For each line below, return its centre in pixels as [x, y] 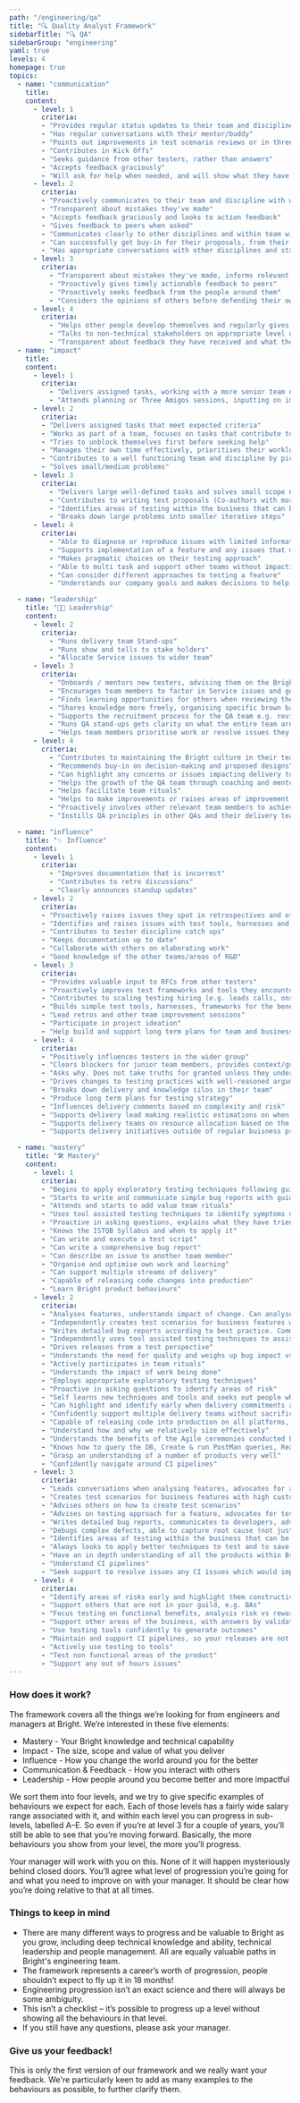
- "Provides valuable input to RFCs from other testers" [149, 982]
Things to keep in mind [59, 1913]
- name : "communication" [63, 84]
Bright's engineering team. [71, 1961]
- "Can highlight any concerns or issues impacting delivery [165, 774]
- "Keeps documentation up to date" [109, 941]
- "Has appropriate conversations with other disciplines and [159, 251]
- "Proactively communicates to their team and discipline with [163, 201]
